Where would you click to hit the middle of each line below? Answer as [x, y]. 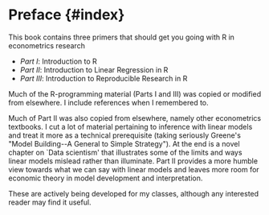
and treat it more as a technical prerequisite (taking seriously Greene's [124, 135]
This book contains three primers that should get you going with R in [122, 37]
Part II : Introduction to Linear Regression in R [94, 69]
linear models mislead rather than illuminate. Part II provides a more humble [133, 161]
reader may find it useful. [50, 202]
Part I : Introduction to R [59, 61]
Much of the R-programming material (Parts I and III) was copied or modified [135, 93]
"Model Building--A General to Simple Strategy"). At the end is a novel [124, 143]
